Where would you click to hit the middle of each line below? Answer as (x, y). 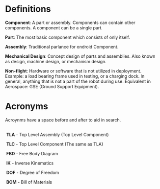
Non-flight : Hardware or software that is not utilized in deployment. (73, 71)
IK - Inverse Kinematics (30, 163)
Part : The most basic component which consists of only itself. (67, 37)
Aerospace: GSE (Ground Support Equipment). (52, 86)
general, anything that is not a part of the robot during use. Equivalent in (78, 81)
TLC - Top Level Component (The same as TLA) (55, 144)
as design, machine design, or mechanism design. (56, 61)
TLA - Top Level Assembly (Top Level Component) (57, 134)
